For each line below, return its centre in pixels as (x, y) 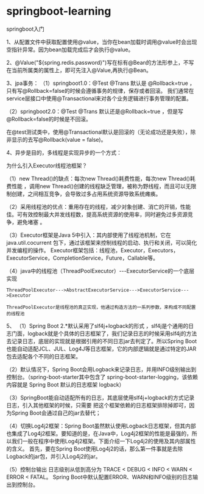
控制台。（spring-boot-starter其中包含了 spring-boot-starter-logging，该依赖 (102, 377)
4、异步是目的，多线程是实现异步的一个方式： (64, 152)
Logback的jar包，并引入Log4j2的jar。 (54, 456)
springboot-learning (59, 11)
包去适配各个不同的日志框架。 (44, 356)
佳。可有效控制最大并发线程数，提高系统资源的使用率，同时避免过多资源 (97, 214)
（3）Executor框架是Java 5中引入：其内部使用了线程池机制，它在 (89, 235)
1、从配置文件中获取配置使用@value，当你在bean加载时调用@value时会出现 (102, 42)
